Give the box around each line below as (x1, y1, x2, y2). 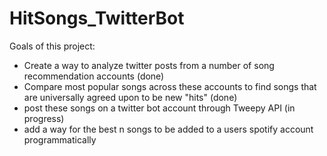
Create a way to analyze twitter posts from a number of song (23, 59, 275, 71)
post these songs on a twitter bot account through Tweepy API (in (23, 102, 296, 114)
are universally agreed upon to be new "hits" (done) (23, 91, 238, 103)
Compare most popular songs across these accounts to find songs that (23, 80, 317, 92)
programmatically (23, 133, 97, 146)
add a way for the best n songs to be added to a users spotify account (23, 123, 314, 135)
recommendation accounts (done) (23, 70, 165, 82)
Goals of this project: (9, 40, 96, 52)
